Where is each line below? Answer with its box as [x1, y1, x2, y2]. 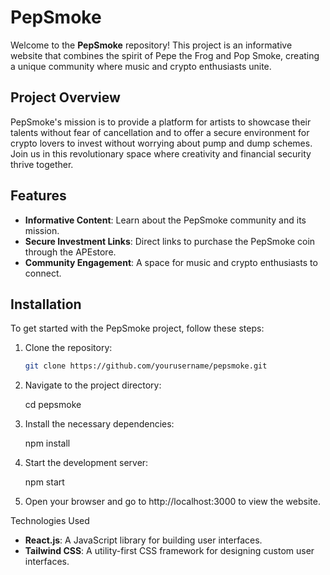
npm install [24, 437, 71, 450]
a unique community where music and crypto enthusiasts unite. [10, 60, 272, 72]
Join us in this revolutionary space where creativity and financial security [10, 147, 312, 160]
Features [10, 187, 67, 205]
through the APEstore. [24, 246, 117, 258]
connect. [24, 267, 62, 279]
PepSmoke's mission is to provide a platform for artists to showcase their [10, 116, 312, 128]
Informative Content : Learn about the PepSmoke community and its [24, 214, 307, 226]
